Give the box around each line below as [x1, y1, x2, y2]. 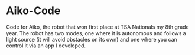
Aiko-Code [6, 4, 61, 18]
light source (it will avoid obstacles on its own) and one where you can [6, 36, 177, 43]
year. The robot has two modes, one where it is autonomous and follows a [6, 29, 186, 36]
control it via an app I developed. [6, 42, 86, 49]
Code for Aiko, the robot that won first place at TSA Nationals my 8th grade [6, 23, 189, 30]
